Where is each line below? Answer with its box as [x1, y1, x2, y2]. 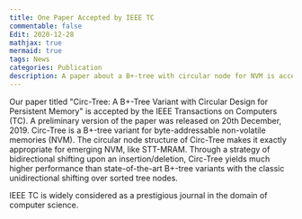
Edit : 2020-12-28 [9, 30, 75, 39]
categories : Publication [9, 64, 102, 73]
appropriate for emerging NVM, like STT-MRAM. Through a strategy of [9, 144, 271, 154]
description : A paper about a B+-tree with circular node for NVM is [9, 72, 276, 81]
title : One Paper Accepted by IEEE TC [9, 13, 155, 22]
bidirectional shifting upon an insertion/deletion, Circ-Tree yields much [9, 153, 271, 164]
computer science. [9, 199, 79, 210]
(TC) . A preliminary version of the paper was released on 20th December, [9, 115, 281, 126]
